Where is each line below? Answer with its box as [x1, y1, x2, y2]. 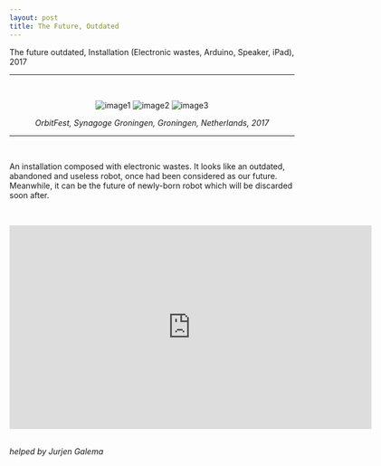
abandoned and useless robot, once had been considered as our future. [9, 170, 278, 181]
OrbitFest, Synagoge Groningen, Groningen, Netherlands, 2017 [34, 117, 270, 128]
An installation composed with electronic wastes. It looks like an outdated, [9, 160, 285, 172]
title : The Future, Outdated [9, 22, 119, 31]
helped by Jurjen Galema [9, 445, 104, 457]
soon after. [9, 189, 50, 200]
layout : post [9, 13, 59, 23]
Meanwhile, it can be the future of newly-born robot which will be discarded [9, 180, 293, 191]
